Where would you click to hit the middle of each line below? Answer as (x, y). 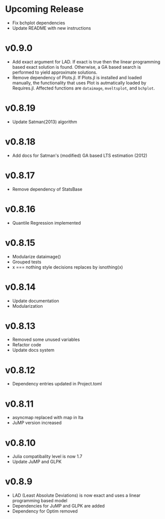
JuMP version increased (37, 423)
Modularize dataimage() (36, 256)
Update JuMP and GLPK (37, 462)
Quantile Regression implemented (47, 223)
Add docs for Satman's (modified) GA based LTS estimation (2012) (80, 155)
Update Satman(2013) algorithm (45, 122)
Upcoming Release (44, 9)
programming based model (40, 501)
